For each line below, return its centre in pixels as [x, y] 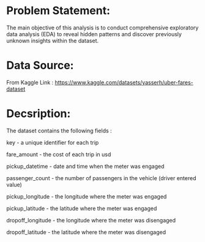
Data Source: [40, 66]
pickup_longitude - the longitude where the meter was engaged [87, 196]
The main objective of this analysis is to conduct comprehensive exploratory [102, 28]
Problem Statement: [58, 11]
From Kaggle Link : [30, 82]
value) [14, 184]
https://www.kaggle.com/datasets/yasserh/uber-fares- [124, 82]
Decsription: [39, 114]
